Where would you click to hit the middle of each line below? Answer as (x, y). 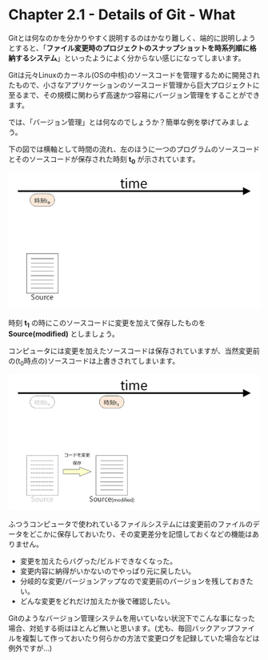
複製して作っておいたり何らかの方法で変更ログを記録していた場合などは (141, 638)
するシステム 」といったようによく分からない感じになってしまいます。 (130, 58)
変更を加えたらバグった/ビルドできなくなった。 (98, 561)
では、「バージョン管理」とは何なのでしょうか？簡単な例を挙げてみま (122, 122)
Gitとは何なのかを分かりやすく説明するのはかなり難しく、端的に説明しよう (132, 38)
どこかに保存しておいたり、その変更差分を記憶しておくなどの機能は (141, 534)
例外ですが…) (30, 648)
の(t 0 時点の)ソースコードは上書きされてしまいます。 (94, 362)
